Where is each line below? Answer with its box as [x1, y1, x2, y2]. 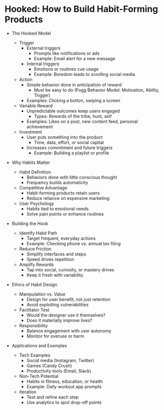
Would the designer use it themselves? [26, 312, 106, 318]
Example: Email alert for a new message [34, 55, 116, 61]
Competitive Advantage [19, 185, 68, 190]
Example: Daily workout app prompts [26, 383, 102, 389]
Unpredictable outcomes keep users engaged [26, 108, 120, 114]
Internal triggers [26, 61, 60, 67]
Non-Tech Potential [19, 373, 59, 379]
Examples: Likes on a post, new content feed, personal [26, 118, 138, 124]
